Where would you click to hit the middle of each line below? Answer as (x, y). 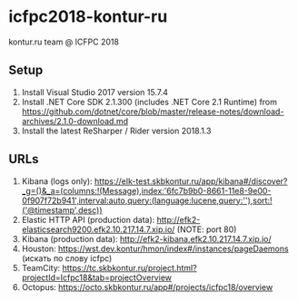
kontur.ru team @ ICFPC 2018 (64, 42)
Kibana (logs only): (57, 181)
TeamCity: (41, 267)
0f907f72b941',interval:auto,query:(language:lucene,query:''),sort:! (147, 200)
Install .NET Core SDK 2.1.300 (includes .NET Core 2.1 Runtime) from (149, 102)
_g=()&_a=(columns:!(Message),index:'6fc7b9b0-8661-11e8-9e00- (146, 190)
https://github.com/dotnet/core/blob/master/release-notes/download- (153, 112)
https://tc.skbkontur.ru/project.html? (129, 267)
